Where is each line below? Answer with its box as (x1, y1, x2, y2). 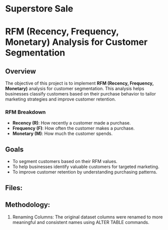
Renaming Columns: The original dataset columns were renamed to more (12, 213, 163, 220)
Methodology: (5, 200, 50, 209)
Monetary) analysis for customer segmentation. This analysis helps (5, 85, 144, 91)
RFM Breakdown (5, 108, 46, 115)
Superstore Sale (5, 3, 73, 14)
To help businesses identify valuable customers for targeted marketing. (12, 163, 159, 170)
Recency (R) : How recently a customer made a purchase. (12, 120, 131, 126)
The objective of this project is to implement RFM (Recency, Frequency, (5, 80, 154, 86)
